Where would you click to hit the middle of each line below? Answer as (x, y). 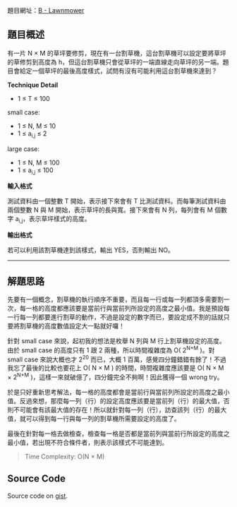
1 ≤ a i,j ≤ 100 (36, 171)
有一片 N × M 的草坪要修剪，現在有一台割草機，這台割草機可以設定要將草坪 (117, 53)
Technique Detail (33, 85)
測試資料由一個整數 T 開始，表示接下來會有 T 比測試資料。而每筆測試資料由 (117, 201)
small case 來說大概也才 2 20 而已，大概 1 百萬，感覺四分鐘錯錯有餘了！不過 (117, 359)
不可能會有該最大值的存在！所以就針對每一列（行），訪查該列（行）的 (114, 410)
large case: (24, 149)
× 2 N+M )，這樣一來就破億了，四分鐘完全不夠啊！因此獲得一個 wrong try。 (115, 376)
